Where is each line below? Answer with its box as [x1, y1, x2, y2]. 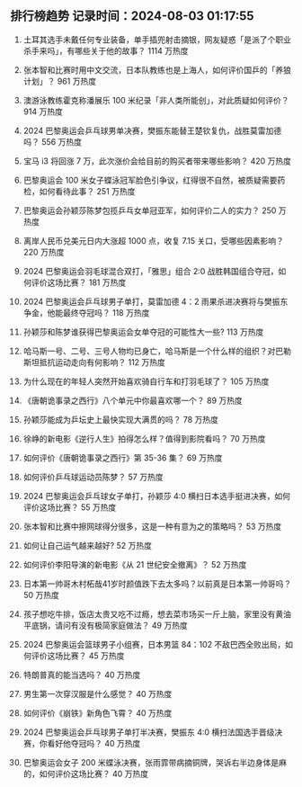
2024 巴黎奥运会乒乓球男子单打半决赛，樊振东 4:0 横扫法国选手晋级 [22, 727, 275, 738]
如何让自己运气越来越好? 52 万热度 [22, 540, 152, 550]
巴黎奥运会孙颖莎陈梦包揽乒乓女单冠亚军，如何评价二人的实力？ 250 [22, 205, 277, 216]
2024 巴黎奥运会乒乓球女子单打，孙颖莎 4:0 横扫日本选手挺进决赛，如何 [22, 490, 291, 501]
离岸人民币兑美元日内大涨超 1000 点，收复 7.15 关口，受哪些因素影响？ [22, 235, 284, 246]
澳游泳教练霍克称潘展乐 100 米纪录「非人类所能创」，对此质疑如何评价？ [22, 94, 290, 105]
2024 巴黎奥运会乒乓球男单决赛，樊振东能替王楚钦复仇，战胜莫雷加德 [22, 125, 282, 136]
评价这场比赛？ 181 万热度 [31, 277, 127, 288]
